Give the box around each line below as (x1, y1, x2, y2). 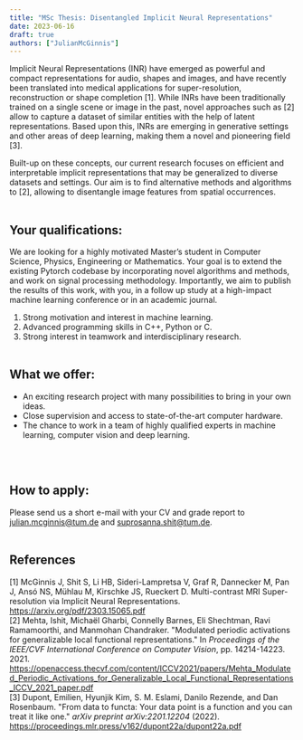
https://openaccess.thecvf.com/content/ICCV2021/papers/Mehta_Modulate (9, 662, 291, 674)
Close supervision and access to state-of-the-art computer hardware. (22, 410, 283, 421)
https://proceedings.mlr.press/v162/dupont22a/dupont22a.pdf (9, 720, 242, 731)
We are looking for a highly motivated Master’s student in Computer (9, 246, 261, 258)
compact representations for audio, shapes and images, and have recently (9, 73, 287, 84)
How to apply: (9, 483, 90, 498)
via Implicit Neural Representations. (48, 595, 181, 606)
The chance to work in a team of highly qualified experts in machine (22, 420, 276, 431)
